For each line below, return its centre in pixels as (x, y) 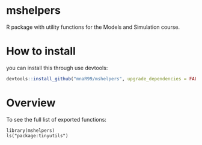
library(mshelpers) (31, 130)
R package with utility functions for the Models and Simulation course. (93, 27)
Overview (31, 103)
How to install (41, 51)
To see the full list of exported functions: (57, 119)
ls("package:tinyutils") (37, 135)
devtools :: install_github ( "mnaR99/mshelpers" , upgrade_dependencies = (96, 78)
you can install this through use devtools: (57, 68)
